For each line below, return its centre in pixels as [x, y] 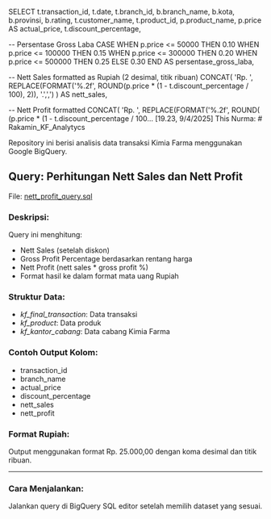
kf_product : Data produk [60, 323]
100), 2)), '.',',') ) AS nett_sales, [58, 94]
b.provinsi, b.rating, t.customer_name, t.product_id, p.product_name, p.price [135, 20]
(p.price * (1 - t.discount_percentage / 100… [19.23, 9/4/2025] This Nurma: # [135, 119]
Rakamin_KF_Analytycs [47, 127]
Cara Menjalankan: [46, 488]
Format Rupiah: [39, 433]
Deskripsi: [29, 217]
